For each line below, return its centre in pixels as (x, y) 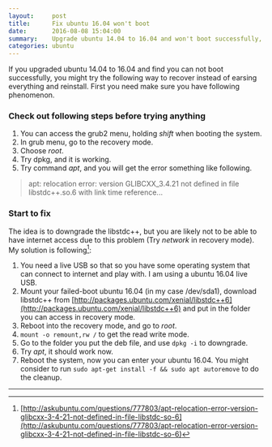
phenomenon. (32, 95)
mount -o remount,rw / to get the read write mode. (105, 334)
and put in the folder (217, 308)
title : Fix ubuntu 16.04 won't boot (79, 24)
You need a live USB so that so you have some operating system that (135, 265)
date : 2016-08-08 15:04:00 (65, 31)
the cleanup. (41, 377)
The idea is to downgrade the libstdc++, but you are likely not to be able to (133, 231)
